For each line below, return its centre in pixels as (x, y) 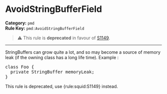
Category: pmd (20, 23)
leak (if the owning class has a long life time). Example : (62, 57)
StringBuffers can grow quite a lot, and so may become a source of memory (83, 52)
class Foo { (20, 67)
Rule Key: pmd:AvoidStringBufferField (45, 28)
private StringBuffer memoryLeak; (52, 72)
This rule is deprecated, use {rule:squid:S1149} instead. (62, 86)
